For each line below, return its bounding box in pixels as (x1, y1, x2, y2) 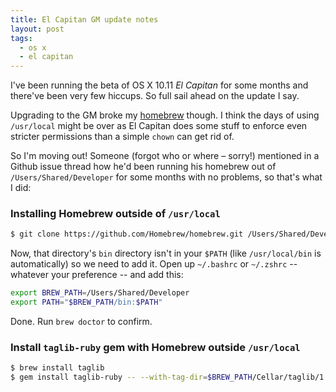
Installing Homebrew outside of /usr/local (10, 207, 221, 221)
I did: (10, 182, 32, 194)
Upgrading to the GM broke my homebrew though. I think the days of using (10, 109, 320, 121)
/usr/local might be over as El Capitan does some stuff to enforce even (10, 120, 308, 132)
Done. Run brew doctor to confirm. (10, 316, 153, 328)
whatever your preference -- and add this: (10, 269, 184, 281)
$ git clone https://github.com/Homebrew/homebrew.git (10, 229, 244, 240)
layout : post (10, 24, 65, 34)
